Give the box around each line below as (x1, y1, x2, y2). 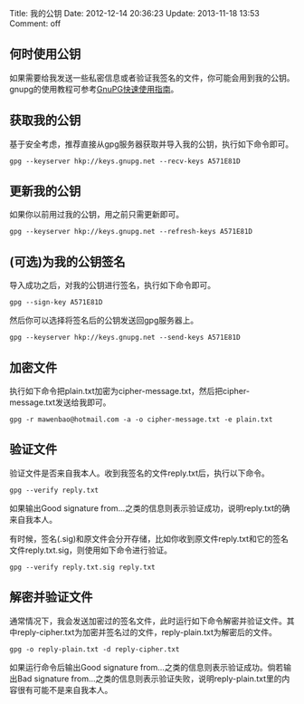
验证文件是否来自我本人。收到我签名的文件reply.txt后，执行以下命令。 (9, 468, 270, 478)
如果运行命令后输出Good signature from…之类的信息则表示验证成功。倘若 (9, 661, 284, 672)
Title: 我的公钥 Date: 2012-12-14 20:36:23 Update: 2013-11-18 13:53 (9, 8, 260, 18)
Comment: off (9, 18, 62, 29)
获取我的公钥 (9, 112, 81, 129)
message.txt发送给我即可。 (9, 397, 111, 408)
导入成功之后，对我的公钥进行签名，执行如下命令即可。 (9, 280, 215, 291)
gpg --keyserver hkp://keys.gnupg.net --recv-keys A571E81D (9, 157, 242, 166)
